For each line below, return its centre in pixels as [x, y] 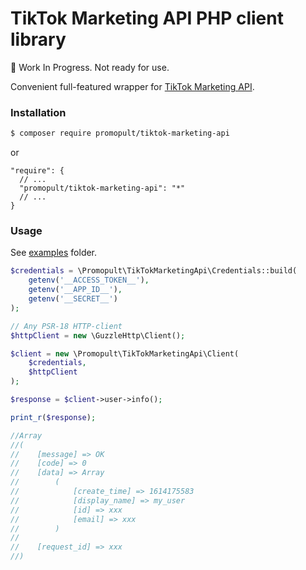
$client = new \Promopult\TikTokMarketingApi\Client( [125, 353]
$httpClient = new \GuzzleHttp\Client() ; [98, 335]
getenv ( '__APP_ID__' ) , [75, 290]
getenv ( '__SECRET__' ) [73, 299]
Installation [38, 112]
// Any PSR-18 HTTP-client [66, 326]
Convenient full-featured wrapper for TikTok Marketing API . [132, 86]
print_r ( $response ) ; [53, 417]
